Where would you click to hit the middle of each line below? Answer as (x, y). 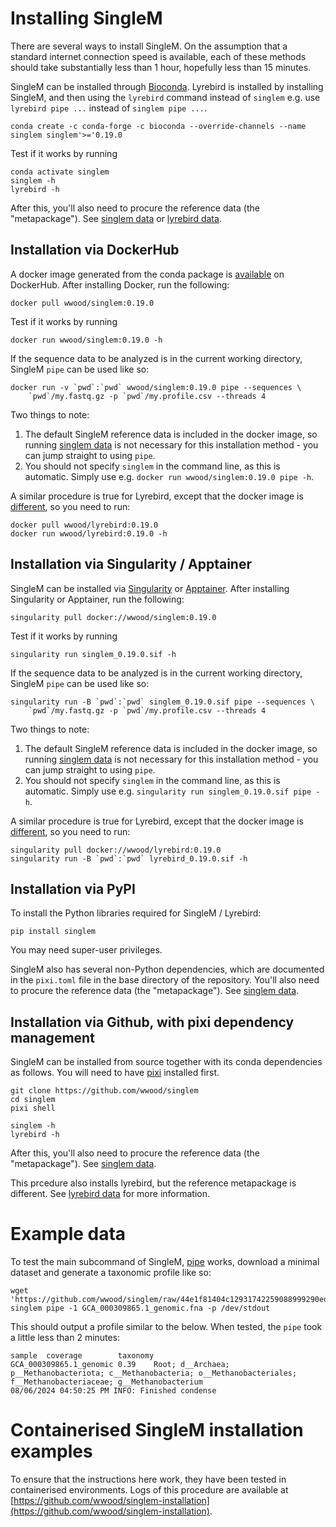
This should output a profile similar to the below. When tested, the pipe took (166, 1327)
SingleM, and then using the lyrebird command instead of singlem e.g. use (165, 97)
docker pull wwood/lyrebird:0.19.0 (84, 525)
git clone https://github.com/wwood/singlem (104, 1091)
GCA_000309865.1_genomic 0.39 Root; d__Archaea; (120, 1365)
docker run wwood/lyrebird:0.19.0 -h (89, 533)
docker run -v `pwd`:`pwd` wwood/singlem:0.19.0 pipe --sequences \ (156, 387)
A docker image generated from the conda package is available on (147, 274)
